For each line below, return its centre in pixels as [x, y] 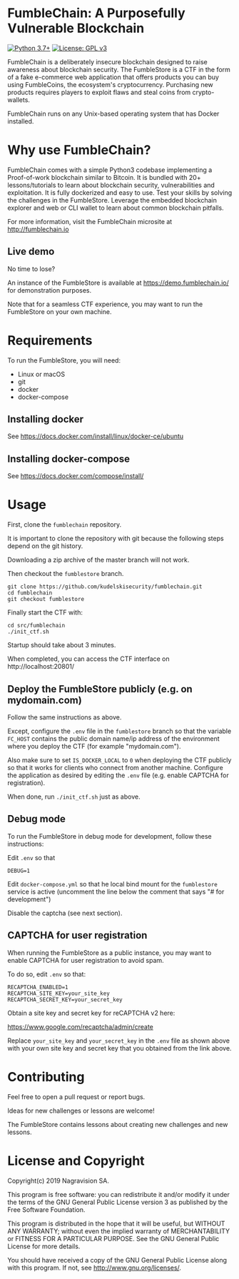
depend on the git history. [45, 546]
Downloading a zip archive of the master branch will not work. [98, 560]
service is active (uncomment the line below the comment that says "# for [116, 891]
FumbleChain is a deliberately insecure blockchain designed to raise [108, 61]
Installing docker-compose [69, 459]
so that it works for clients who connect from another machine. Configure [115, 768]
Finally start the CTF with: [45, 612]
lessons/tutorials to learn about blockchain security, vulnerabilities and [111, 185]
